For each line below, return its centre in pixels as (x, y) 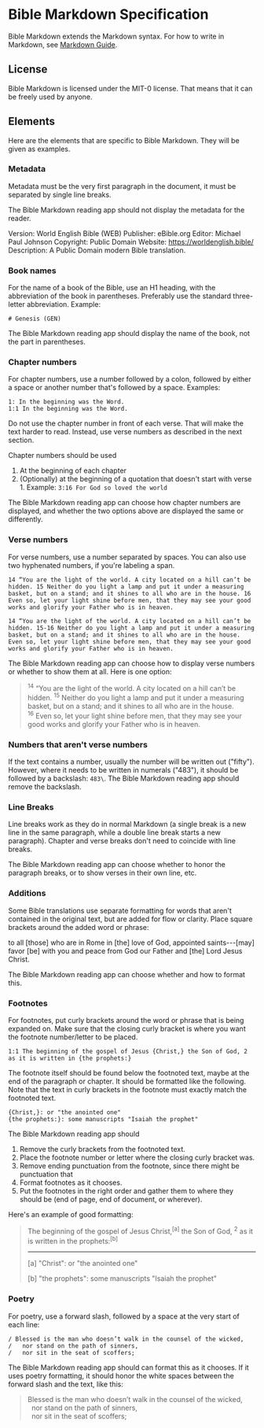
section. (21, 440)
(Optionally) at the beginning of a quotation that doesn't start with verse (136, 479)
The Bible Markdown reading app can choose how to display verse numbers (132, 663)
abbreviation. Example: (63, 304)
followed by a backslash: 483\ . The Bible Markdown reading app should (124, 779)
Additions (27, 893)
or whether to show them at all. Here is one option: (90, 671)
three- (243, 296)
